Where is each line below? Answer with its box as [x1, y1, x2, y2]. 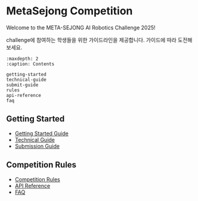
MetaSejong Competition [6, 4, 133, 18]
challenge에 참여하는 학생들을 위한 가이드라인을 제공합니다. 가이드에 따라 [6, 36, 177, 43]
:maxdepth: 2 [6, 56, 39, 62]
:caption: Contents [6, 61, 55, 67]
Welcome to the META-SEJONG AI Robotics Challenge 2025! [6, 24, 156, 31]
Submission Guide [14, 142, 60, 150]
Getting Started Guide [14, 130, 69, 137]
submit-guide [6, 82, 39, 88]
